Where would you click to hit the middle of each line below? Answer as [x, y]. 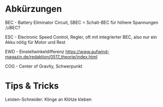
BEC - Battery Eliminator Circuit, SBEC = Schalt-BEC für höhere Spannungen [82, 22]
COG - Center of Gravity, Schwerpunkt [44, 66]
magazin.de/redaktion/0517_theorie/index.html [51, 56]
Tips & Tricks [32, 86]
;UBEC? [13, 27]
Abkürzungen [34, 9]
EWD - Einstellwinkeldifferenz [35, 52]
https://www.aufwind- [87, 52]
